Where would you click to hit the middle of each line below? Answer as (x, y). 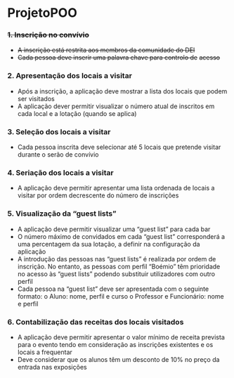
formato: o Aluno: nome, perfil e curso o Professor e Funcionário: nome (121, 296)
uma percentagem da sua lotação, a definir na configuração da (109, 244)
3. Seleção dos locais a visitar (59, 131)
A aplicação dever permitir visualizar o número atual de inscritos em (116, 106)
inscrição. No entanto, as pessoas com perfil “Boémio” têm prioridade (119, 266)
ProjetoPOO (42, 13)
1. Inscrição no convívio (48, 35)
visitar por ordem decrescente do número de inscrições (98, 195)
